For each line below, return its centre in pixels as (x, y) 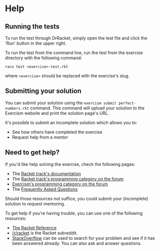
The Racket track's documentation (47, 174)
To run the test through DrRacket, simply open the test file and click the (76, 38)
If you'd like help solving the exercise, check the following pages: (70, 164)
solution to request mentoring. (35, 204)
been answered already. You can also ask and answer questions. (77, 243)
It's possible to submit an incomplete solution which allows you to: (71, 123)
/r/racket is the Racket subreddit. (45, 233)
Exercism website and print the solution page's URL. (57, 113)
